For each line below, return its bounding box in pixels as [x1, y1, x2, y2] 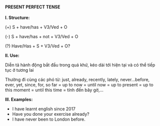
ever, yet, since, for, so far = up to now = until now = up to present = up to [5, 82, 154, 88]
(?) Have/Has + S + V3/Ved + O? [5, 43, 71, 49]
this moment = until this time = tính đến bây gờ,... [5, 87, 104, 93]
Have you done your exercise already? [12, 111, 89, 117]
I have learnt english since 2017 [12, 106, 76, 112]
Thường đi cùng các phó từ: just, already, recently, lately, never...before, [5, 77, 150, 83]
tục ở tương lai [5, 67, 34, 73]
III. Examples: [5, 97, 33, 103]
